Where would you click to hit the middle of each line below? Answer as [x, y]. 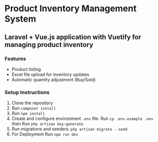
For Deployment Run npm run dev [45, 134]
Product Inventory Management [71, 9]
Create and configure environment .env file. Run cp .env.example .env [82, 118]
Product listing [26, 69]
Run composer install [34, 108]
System [20, 19]
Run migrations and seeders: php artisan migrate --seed [69, 129]
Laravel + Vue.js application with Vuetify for [73, 37]
